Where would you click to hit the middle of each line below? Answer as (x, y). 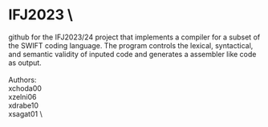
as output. (25, 63)
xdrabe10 (23, 105)
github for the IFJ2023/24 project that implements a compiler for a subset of (134, 37)
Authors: (22, 80)
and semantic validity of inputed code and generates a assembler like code (132, 54)
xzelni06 (22, 96)
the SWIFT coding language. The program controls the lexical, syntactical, (131, 45)
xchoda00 (25, 88)
